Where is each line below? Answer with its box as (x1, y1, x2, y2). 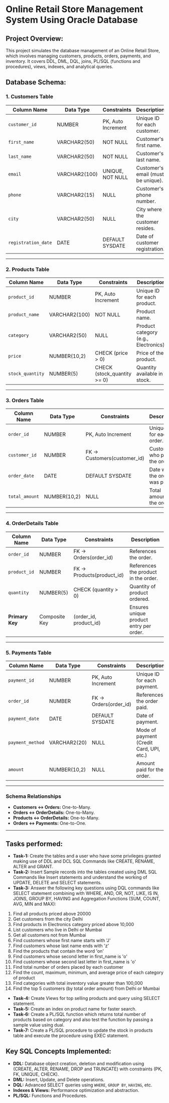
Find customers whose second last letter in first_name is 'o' (13, 959, 136, 965)
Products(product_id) (73, 572, 124, 579)
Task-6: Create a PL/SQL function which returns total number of (13, 1011, 146, 1017)
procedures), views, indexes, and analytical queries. (6, 64, 113, 69)
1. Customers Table (6, 93, 54, 100)
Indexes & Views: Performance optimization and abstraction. (13, 1087, 139, 1093)
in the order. (129, 575, 158, 582)
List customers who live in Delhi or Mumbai (13, 927, 102, 933)
